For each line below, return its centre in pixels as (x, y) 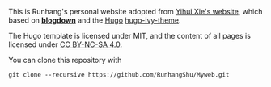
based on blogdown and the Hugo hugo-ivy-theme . (95, 20)
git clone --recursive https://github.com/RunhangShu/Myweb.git (119, 75)
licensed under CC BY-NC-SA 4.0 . (66, 44)
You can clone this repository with (65, 60)
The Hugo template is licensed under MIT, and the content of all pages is (129, 36)
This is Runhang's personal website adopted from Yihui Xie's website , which (135, 12)
